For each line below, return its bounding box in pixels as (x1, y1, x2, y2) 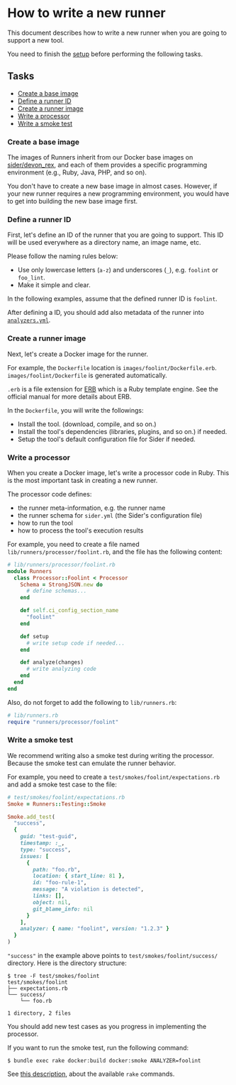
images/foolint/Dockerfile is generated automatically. (7, 371, 168, 379)
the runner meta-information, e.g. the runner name (17, 503, 166, 512)
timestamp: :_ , (20, 840, 65, 847)
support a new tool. (7, 35, 64, 44)
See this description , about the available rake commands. (7, 1069, 175, 1079)
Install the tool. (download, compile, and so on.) (17, 420, 157, 428)
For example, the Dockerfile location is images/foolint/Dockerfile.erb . (7, 363, 218, 372)
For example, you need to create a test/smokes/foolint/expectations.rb (7, 772, 220, 781)
